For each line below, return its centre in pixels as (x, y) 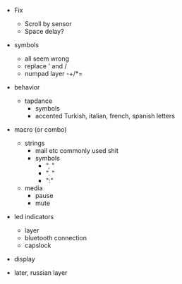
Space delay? (44, 31)
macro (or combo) (40, 129)
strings (35, 143)
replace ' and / (45, 66)
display (24, 259)
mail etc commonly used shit (77, 150)
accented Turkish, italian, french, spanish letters (105, 116)
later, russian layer (41, 273)
